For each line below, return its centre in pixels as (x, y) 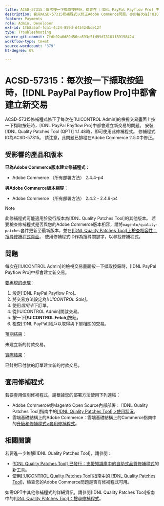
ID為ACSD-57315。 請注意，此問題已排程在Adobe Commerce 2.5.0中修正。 (81, 138)
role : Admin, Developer (29, 23)
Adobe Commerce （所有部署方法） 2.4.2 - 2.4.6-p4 (65, 198)
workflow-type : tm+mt (27, 42)
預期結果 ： (16, 334)
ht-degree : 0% (20, 50)
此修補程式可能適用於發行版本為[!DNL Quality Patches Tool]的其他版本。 (78, 219)
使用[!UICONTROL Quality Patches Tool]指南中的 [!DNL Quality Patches (84, 476)
